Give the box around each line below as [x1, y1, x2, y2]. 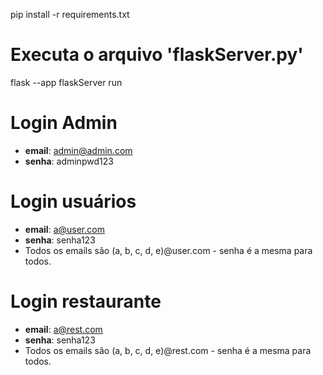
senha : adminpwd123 [24, 155, 114, 167]
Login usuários [10, 190, 137, 213]
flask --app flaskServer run [10, 76, 123, 88]
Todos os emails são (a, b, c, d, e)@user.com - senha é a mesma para [24, 244, 313, 256]
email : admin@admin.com [24, 144, 133, 156]
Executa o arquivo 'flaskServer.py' [10, 44, 304, 66]
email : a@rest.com [24, 323, 103, 335]
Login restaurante [10, 290, 162, 313]
